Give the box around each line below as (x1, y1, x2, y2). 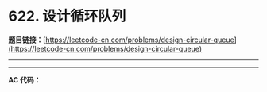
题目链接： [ (8, 35, 46, 44)
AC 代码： (8, 75, 41, 84)
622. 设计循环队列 (8, 7, 126, 25)
